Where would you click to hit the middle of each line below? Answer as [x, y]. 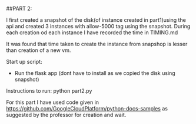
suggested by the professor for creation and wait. [66, 115]
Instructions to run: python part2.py [49, 91]
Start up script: [24, 62]
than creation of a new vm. [39, 50]
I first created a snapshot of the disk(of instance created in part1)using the [96, 20]
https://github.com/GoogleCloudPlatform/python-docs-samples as [87, 108]
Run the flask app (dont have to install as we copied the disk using [95, 73]
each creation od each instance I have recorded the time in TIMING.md [92, 32]
